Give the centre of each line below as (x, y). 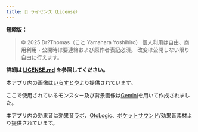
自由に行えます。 (41, 57)
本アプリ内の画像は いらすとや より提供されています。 (71, 82)
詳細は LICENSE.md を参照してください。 (57, 70)
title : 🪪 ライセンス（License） (43, 12)
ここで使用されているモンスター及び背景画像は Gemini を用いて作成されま (95, 95)
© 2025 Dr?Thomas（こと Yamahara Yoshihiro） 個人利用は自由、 (103, 42)
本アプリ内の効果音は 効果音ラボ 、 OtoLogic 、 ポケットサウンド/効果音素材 (97, 115)
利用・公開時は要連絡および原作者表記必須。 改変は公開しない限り (108, 50)
